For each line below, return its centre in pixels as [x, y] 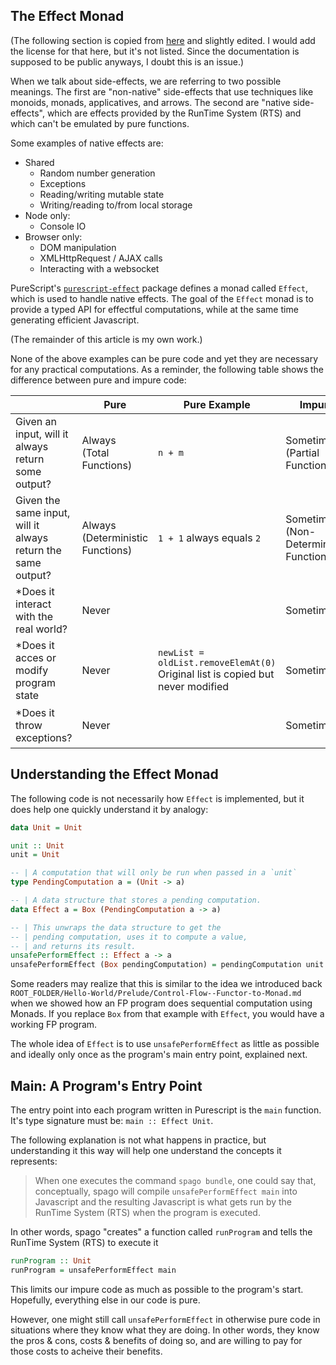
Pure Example [217, 404]
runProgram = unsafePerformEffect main [93, 1270]
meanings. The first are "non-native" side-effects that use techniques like [162, 91]
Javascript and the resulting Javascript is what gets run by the [163, 1201]
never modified [194, 686]
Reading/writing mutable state [102, 194]
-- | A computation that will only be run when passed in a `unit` [154, 873]
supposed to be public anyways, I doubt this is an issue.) [127, 61]
